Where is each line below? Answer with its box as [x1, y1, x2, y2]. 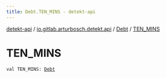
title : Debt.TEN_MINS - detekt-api [6, 8, 96, 15]
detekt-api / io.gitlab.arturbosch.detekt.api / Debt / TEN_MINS [6, 25, 160, 32]
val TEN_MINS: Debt [6, 66, 56, 72]
